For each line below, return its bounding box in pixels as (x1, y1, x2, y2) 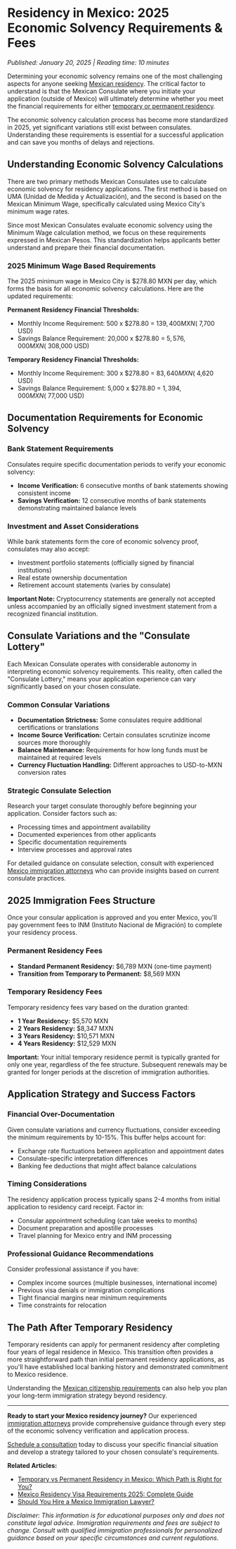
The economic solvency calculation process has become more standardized (7, 115, 228, 124)
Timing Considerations (7, 1179, 87, 1189)
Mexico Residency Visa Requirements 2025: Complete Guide (17, 1490, 194, 1498)
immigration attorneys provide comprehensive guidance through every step (7, 1419, 226, 1427)
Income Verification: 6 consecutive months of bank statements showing (17, 481, 228, 489)
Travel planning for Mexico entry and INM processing (17, 1231, 172, 1239)
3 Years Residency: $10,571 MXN (17, 1031, 114, 1040)
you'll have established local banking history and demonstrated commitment (7, 1362, 228, 1371)
